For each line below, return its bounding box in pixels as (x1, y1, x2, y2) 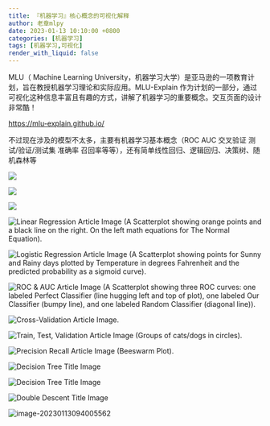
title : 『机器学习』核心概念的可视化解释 (8, 11, 130, 20)
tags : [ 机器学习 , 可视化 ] (8, 42, 83, 50)
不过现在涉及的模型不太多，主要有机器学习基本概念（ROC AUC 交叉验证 (8, 135, 247, 145)
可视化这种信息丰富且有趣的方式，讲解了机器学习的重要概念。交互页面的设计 (8, 93, 262, 101)
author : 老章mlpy (8, 19, 64, 27)
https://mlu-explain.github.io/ (8, 118, 104, 128)
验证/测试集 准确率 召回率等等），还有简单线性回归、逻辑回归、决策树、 (18, 146, 253, 155)
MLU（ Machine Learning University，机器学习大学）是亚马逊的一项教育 (8, 72, 248, 81)
